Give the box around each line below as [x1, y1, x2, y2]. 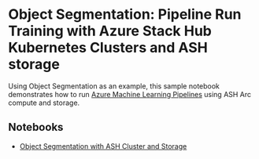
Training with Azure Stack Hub [8, 22, 213, 40]
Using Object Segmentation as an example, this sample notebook [8, 81, 220, 91]
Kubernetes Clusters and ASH [8, 39, 209, 56]
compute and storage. [8, 98, 80, 107]
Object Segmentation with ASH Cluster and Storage [19, 141, 187, 150]
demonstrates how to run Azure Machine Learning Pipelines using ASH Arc [8, 89, 252, 99]
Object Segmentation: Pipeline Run [8, 5, 242, 23]
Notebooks [8, 121, 64, 134]
